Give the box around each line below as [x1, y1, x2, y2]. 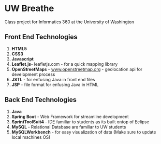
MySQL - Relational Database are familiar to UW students [11, 124, 126, 130]
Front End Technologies [4, 33, 78, 41]
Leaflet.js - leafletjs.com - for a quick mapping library [11, 61, 118, 67]
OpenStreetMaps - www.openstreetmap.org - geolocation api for [11, 66, 143, 72]
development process [11, 71, 55, 77]
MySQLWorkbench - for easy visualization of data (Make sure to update [11, 129, 156, 135]
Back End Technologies [4, 96, 77, 104]
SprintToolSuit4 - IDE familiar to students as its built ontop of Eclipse [11, 119, 149, 125]
